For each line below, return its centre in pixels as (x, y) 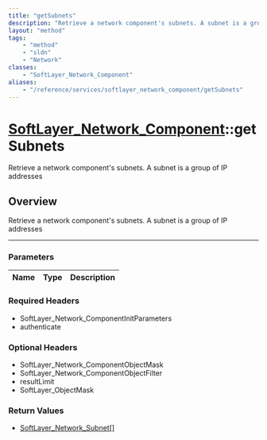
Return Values (36, 411)
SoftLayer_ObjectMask (56, 390)
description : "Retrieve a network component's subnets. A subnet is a (128, 23)
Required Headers (44, 301)
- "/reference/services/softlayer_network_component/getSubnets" (133, 90)
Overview (33, 201)
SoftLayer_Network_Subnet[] (67, 428)
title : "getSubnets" (43, 16)
